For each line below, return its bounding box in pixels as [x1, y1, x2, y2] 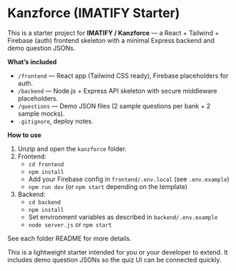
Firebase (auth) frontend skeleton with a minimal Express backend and [7, 36, 215, 44]
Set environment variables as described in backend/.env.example [28, 213, 218, 221]
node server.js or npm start [28, 220, 112, 229]
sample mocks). [17, 109, 66, 118]
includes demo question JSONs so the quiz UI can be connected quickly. [7, 255, 222, 264]
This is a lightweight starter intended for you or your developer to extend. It [7, 247, 228, 256]
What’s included [7, 57, 57, 66]
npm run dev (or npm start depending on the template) [28, 182, 188, 190]
